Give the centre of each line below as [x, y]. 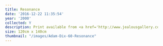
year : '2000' [18, 18]
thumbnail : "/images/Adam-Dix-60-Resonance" [51, 36]
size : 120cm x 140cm [26, 32]
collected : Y [18, 23]
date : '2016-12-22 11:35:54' [34, 14]
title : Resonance [23, 9]
